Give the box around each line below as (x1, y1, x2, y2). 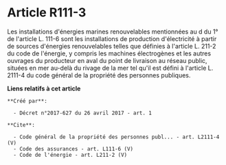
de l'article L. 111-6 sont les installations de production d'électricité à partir (7, 34, 217, 42)
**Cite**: (7, 121, 36, 128)
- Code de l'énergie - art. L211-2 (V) (13, 151, 128, 158)
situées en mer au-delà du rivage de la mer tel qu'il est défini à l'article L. (7, 64, 214, 72)
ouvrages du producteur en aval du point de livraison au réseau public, (7, 56, 207, 64)
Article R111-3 (7, 5, 87, 21)
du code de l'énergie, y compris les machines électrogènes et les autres (7, 49, 212, 58)
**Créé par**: (7, 97, 48, 104)
